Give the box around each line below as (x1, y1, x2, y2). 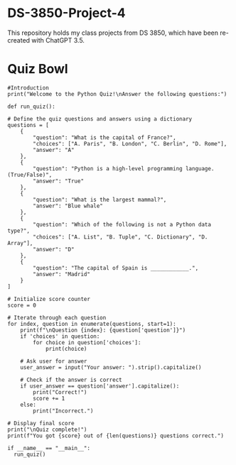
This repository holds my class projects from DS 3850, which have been (7, 28, 219, 37)
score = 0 (7, 302, 37, 309)
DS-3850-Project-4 (7, 5, 126, 21)
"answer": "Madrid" (33, 270, 91, 278)
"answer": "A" (33, 146, 75, 153)
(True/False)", (7, 171, 53, 178)
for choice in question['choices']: (33, 339, 141, 346)
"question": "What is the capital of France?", (33, 133, 176, 141)
